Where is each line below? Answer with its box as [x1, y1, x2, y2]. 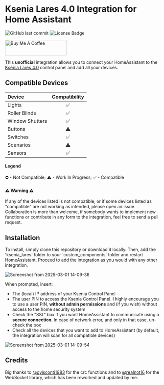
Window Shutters [7, 117, 47, 124]
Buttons [7, 125, 25, 132]
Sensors [7, 149, 27, 156]
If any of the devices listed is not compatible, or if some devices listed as [5, 198, 152, 204]
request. [5, 220, 22, 225]
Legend [5, 163, 21, 169]
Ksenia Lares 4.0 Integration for [5, 3, 137, 15]
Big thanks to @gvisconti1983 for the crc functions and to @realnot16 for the [5, 369, 160, 375]
